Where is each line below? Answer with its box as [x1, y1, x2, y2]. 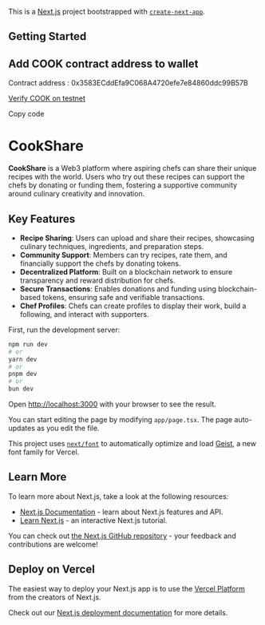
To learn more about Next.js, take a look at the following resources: [8, 491, 229, 501]
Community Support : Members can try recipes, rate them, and [19, 250, 227, 259]
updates [8, 423, 36, 433]
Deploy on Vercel [8, 563, 96, 576]
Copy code [8, 109, 45, 119]
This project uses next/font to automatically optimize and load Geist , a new [8, 439, 257, 449]
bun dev [8, 385, 34, 394]
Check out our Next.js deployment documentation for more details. [8, 607, 228, 617]
